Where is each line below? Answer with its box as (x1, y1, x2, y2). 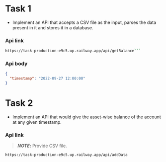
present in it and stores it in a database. (12, 24, 93, 30)
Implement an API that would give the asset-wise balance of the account (12, 114, 162, 120)
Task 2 (5, 97, 33, 109)
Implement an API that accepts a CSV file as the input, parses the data (12, 19, 157, 25)
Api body (5, 60, 28, 67)
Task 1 (5, 3, 31, 14)
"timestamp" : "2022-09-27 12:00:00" (9, 76, 85, 81)
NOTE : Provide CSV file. (17, 143, 67, 149)
